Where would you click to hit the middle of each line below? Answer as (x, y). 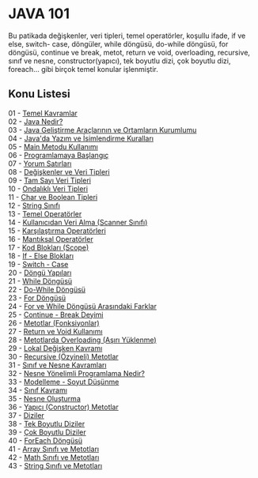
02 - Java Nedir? (36, 121)
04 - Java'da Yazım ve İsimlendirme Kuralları (81, 138)
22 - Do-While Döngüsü (47, 289)
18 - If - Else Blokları (41, 256)
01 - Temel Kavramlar (43, 113)
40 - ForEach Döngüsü (46, 440)
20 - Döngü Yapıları (40, 273)
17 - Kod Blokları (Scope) (49, 247)
